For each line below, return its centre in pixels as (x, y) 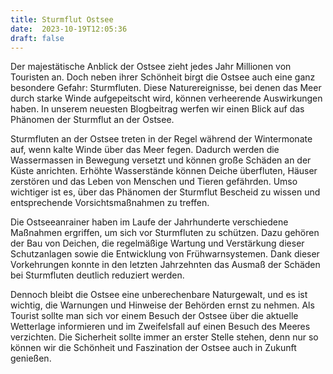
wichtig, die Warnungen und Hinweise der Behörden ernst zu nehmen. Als (162, 305)
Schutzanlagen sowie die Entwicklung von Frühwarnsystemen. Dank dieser (165, 254)
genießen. (31, 358)
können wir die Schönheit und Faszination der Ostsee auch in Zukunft (153, 348)
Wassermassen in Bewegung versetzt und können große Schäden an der (161, 160)
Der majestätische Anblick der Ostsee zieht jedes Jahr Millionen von (151, 67)
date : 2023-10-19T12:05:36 (69, 29)
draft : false (37, 38)
